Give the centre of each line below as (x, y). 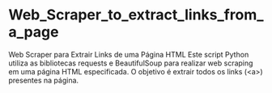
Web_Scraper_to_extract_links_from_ (136, 15)
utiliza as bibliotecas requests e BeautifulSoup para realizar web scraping (131, 63)
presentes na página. (44, 80)
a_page (34, 32)
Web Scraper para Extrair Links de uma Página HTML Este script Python (129, 54)
